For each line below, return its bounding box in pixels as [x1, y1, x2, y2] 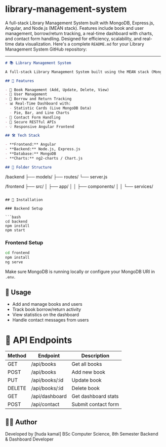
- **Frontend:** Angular [5, 142, 56, 147]
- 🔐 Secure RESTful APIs [5, 119, 56, 124]
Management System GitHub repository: [5, 46, 87, 52]
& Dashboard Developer [5, 436, 54, 442]
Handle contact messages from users [12, 317, 89, 323]
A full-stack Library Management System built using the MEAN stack [5, 69, 149, 74]
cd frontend [5, 250, 30, 255]
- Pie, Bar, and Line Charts [9, 110, 70, 115]
